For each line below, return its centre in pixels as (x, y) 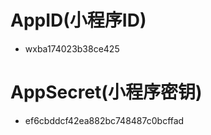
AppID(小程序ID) (78, 20)
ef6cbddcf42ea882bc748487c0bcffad (104, 120)
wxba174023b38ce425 (72, 48)
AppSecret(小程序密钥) (106, 92)
